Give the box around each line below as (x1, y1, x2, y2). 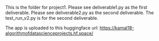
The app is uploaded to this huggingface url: (5, 25, 99, 31)
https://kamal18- (99, 25, 134, 31)
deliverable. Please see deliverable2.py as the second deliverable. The (5, 10, 154, 16)
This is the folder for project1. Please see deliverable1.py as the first (5, 5, 147, 10)
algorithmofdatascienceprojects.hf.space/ (5, 30, 94, 36)
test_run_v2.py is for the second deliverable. (5, 15, 99, 21)
